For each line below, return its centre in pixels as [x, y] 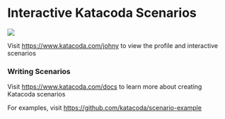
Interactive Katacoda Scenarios [102, 13]
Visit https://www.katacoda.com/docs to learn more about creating [105, 87]
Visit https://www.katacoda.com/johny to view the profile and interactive [112, 45]
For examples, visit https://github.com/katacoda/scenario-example [104, 108]
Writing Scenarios [39, 71]
